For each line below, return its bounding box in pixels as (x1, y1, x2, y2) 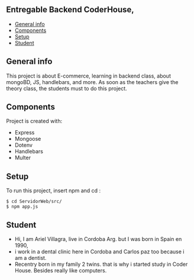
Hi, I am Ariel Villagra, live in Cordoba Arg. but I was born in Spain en (14, 236, 182, 243)
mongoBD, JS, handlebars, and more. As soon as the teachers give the (6, 78, 179, 85)
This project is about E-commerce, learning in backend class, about (6, 72, 172, 79)
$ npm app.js (6, 204, 38, 210)
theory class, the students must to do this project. (6, 85, 127, 92)
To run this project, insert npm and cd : (6, 187, 101, 194)
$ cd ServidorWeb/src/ (6, 198, 62, 205)
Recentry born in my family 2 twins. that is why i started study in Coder (14, 260, 188, 268)
